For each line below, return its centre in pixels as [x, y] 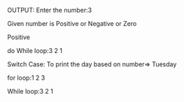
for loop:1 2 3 [26, 78]
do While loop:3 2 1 [35, 51]
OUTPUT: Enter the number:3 [50, 10]
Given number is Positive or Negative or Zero [72, 23]
